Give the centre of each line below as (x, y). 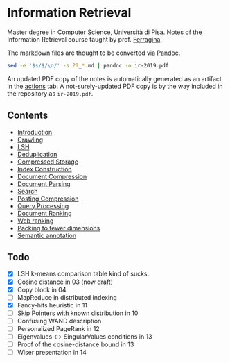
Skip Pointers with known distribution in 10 (78, 313)
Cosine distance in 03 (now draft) (65, 282)
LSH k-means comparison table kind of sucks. (83, 274)
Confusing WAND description (59, 321)
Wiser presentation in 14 (52, 353)
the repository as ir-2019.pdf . (50, 93)
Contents (28, 116)
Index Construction (44, 169)
